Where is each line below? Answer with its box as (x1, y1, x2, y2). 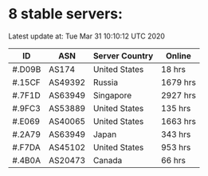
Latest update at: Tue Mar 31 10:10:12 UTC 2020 (8, 31, 166, 41)
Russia (92, 77, 118, 88)
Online (166, 50, 191, 61)
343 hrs (160, 129, 191, 140)
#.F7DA (12, 142, 41, 153)
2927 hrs (160, 90, 197, 101)
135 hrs (160, 102, 191, 114)
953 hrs (160, 142, 191, 153)
